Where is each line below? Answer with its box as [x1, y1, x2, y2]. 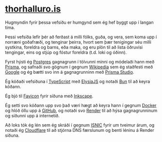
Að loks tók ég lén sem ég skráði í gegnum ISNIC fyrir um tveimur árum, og [5, 122, 155, 128]
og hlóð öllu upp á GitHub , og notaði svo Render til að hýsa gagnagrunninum [5, 108, 158, 113]
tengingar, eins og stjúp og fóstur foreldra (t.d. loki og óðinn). [5, 49, 127, 55]
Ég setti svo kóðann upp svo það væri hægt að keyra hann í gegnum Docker [5, 102, 157, 108]
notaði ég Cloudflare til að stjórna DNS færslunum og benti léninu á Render [5, 127, 154, 133]
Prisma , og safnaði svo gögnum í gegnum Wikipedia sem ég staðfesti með [5, 64, 153, 70]
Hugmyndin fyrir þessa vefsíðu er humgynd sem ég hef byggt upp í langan [5, 19, 154, 25]
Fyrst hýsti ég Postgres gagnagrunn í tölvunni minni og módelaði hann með [5, 59, 155, 64]
